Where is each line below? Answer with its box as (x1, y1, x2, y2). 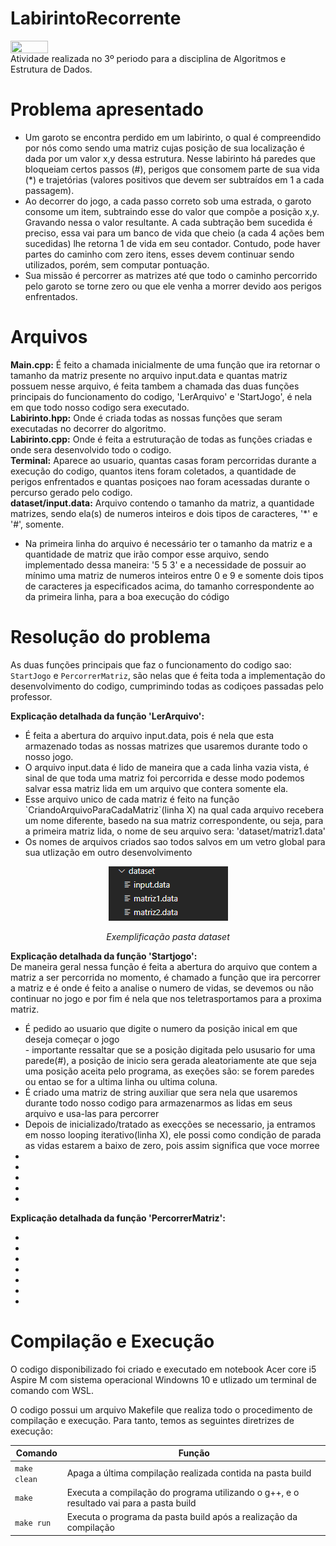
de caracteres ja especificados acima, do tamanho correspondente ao (24, 580, 315, 592)
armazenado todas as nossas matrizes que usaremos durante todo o (24, 740, 308, 752)
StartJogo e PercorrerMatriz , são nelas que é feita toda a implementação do (10, 669, 326, 681)
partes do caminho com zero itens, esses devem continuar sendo (24, 248, 295, 261)
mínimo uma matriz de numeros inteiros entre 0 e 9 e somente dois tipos (24, 569, 324, 581)
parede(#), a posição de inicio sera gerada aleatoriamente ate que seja (24, 1054, 317, 1066)
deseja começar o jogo (24, 1033, 120, 1045)
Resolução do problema (10, 626, 212, 649)
